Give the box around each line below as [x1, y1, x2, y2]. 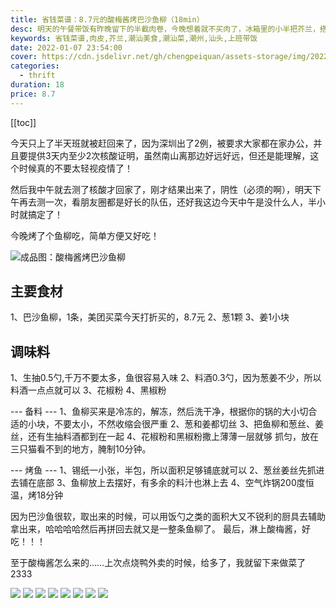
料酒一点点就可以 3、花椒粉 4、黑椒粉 [10, 384, 167, 396]
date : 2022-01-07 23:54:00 [10, 42, 123, 53]
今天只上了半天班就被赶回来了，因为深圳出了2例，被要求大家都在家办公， [10, 137, 314, 149]
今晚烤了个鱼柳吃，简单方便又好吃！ [10, 229, 160, 241]
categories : [10, 61, 60, 71]
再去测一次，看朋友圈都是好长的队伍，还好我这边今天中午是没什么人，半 [18, 196, 317, 208]
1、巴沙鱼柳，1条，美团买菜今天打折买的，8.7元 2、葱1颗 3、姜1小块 [10, 311, 290, 323]
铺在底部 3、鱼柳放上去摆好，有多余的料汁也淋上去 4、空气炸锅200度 [18, 477, 306, 489]
